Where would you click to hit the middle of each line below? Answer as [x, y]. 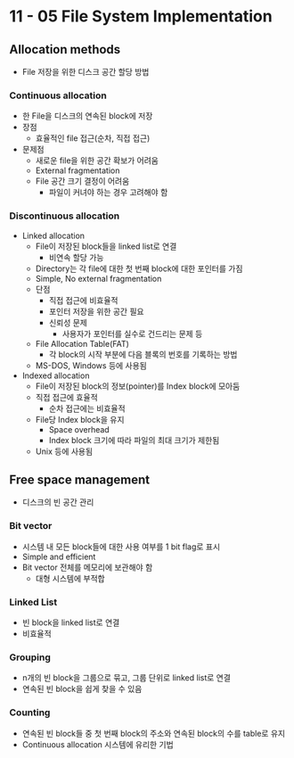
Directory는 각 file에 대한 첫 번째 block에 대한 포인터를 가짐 [139, 268]
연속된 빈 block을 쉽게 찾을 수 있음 [82, 689]
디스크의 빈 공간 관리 [58, 502]
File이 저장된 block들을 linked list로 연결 [106, 246]
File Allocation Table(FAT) [82, 343]
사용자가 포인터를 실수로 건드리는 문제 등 [132, 334]
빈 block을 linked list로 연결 [71, 622]
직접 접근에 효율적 [66, 397]
